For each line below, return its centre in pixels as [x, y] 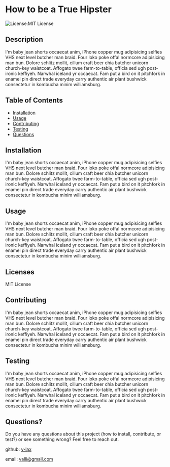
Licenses [20, 272]
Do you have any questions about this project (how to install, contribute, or [83, 434]
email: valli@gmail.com [29, 459]
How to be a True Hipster [58, 9]
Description [24, 40]
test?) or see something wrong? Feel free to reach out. [62, 439]
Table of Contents [34, 100]
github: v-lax [19, 449]
